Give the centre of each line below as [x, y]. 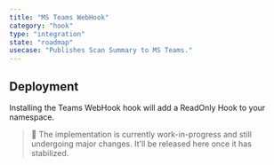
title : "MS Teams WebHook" [59, 17]
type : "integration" [48, 34]
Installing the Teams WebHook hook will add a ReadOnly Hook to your [137, 107]
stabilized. [50, 153]
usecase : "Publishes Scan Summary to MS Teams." [101, 51]
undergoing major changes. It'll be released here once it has [141, 144]
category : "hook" [41, 26]
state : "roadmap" [41, 42]
